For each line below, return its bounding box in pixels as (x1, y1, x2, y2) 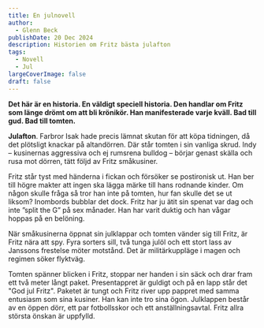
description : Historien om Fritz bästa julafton (8, 41, 171, 49)
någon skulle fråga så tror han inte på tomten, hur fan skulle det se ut (8, 188, 232, 198)
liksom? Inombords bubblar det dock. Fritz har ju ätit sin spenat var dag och (8, 196, 254, 206)
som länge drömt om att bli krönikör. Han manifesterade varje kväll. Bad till (8, 107, 257, 117)
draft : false (8, 77, 51, 85)
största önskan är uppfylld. (8, 311, 96, 320)
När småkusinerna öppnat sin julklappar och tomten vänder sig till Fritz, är (8, 229, 248, 238)
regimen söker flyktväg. (8, 254, 85, 263)
